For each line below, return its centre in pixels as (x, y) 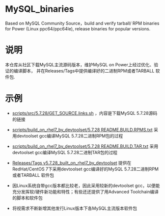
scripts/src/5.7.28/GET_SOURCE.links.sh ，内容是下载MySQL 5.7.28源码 (85, 113)
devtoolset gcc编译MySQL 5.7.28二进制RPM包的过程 (70, 135)
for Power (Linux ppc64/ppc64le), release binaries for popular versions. (78, 28)
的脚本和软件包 (27, 198)
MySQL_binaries (40, 9)
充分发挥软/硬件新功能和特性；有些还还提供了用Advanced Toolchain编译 (85, 191)
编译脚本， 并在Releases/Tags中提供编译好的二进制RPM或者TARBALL (84, 71)
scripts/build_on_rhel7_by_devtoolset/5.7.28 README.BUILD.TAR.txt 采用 (85, 146)
